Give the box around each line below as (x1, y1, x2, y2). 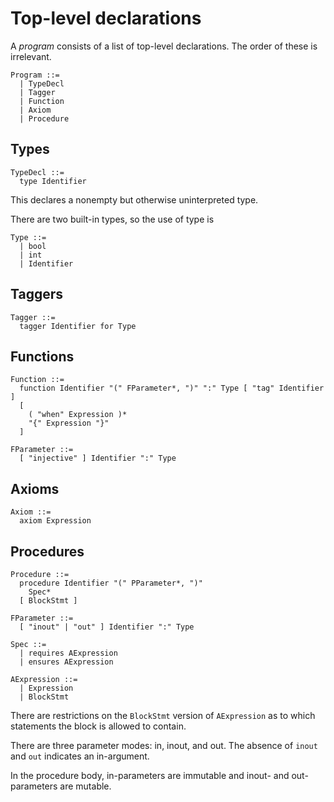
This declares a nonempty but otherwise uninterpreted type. (10, 193, 259, 206)
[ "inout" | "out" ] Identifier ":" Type (19, 622, 195, 632)
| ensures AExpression (19, 657, 114, 667)
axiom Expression (19, 516, 92, 526)
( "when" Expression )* (28, 410, 128, 420)
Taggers (10, 286, 64, 303)
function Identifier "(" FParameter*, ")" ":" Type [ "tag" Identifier (19, 383, 325, 394)
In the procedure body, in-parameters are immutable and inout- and (10, 770, 290, 781)
